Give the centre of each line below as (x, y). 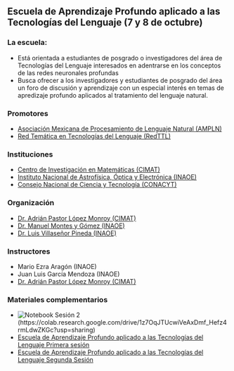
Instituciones (30, 154)
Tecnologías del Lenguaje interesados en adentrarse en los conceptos (119, 65)
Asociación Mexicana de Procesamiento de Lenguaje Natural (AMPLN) (120, 129)
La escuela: (27, 43)
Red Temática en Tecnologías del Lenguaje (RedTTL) (94, 136)
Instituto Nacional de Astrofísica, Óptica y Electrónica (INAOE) (107, 177)
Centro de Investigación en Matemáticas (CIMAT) (89, 170)
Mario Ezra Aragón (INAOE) (57, 266)
